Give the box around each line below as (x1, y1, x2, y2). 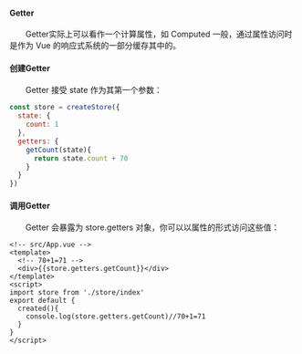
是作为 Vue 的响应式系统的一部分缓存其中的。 (9, 40, 181, 51)
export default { (9, 297, 76, 306)
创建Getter (9, 62, 50, 73)
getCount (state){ (26, 145, 92, 154)
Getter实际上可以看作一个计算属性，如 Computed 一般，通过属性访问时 (26, 28, 293, 40)
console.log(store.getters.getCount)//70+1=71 (26, 312, 206, 321)
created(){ (17, 304, 59, 314)
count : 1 (26, 120, 59, 130)
